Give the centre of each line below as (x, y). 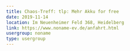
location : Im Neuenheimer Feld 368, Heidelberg (65, 22)
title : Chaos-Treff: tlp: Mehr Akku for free (62, 11)
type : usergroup (26, 39)
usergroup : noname (28, 33)
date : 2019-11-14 (27, 17)
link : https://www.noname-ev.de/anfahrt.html (62, 28)
